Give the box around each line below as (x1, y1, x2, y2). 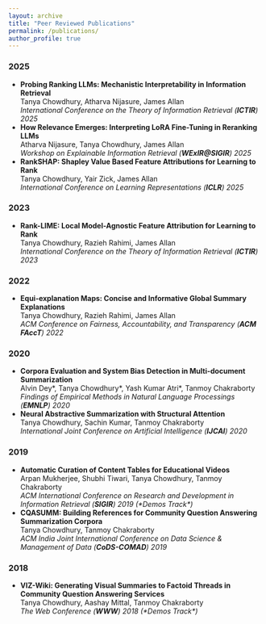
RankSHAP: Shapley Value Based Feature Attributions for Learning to (19, 157, 256, 166)
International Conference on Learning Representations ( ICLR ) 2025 (19, 182, 244, 192)
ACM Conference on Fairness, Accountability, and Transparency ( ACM (19, 320, 256, 329)
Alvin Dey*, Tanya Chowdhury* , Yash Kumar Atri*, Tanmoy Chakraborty (19, 383, 256, 393)
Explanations (19, 302, 66, 312)
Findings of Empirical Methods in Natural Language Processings (19, 392, 235, 402)
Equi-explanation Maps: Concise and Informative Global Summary (19, 294, 247, 304)
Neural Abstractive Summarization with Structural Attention (19, 409, 226, 419)
